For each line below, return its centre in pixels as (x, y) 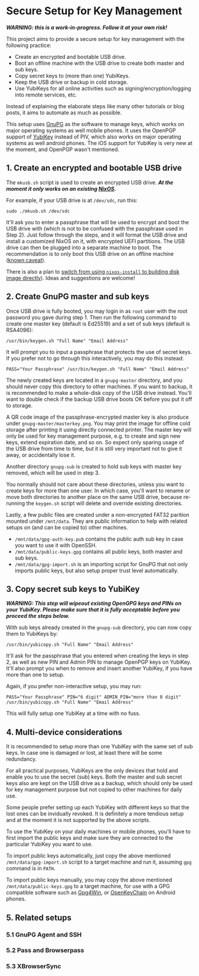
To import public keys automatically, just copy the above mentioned (88, 856)
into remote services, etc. (46, 95)
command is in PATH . (31, 868)
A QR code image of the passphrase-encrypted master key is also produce (97, 417)
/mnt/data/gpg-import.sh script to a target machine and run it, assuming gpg (99, 862)
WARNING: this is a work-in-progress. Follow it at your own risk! (87, 27)
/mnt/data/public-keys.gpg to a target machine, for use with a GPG (88, 886)
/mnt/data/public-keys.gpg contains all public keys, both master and (98, 551)
